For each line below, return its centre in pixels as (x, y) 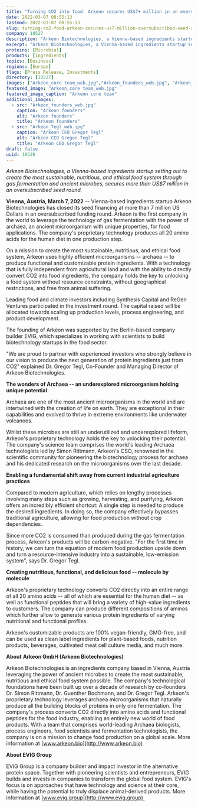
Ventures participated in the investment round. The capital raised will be (93, 306)
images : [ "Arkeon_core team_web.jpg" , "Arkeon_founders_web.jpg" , (88, 83)
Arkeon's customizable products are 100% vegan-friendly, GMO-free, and (96, 633)
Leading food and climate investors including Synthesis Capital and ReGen (96, 300)
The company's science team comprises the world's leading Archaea (90, 445)
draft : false (22, 149)
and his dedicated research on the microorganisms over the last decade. (94, 464)
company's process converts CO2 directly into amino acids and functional (96, 712)
